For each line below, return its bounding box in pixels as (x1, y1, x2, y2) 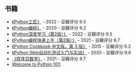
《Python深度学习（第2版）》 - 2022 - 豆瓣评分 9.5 (11, 31, 112, 37)
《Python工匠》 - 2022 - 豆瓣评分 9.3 (11, 19, 86, 25)
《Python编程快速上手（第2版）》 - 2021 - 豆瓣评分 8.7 (11, 37, 120, 43)
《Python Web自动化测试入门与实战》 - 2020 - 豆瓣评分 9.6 (11, 49, 132, 55)
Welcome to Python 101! (11, 61, 61, 67)
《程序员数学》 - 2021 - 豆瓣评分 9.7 (11, 56, 86, 62)
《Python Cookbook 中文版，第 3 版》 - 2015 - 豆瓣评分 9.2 (11, 43, 131, 49)
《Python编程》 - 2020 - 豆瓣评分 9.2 (11, 25, 86, 31)
